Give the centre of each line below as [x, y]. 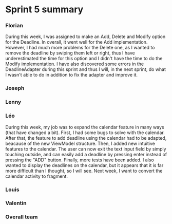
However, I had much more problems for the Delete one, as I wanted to [80, 48]
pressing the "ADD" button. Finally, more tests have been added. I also [80, 160]
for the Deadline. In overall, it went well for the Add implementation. [77, 42]
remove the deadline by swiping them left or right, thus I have [70, 53]
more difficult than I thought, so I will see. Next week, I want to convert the [84, 171]
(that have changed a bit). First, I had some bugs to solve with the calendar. [85, 133]
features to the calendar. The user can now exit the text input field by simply [86, 149]
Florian [14, 26]
